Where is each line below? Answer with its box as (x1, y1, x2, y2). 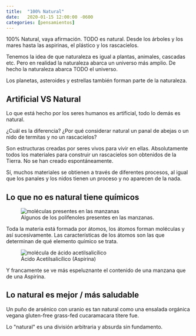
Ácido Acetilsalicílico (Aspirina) (21, 256, 96, 262)
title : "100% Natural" (6, 8, 65, 15)
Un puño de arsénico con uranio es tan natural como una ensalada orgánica (6, 305, 190, 313)
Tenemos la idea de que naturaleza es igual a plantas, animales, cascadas (6, 53, 185, 61)
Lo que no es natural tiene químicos (6, 192, 139, 202)
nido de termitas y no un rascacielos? (6, 133, 97, 141)
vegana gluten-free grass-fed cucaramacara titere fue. (6, 312, 139, 319)
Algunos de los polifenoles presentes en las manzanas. (21, 214, 154, 221)
